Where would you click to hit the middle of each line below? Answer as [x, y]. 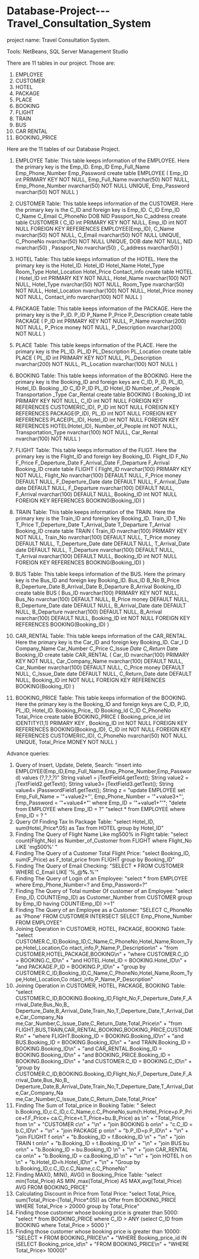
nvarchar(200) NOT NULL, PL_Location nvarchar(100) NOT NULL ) [96, 364]
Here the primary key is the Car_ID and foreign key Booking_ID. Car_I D [102, 642]
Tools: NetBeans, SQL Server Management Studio [68, 51]
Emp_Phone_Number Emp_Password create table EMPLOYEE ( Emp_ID [102, 173]
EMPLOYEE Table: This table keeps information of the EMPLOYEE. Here [102, 160]
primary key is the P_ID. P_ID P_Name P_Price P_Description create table [104, 314]
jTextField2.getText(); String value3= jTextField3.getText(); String [94, 784]
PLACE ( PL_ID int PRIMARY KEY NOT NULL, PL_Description [89, 358]
